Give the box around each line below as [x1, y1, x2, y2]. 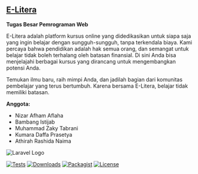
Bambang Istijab [14, 118, 55, 125]
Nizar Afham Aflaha [14, 112, 64, 119]
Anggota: [6, 100, 31, 107]
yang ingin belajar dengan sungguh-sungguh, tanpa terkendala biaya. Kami [6, 38, 193, 46]
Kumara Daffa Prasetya [14, 131, 73, 138]
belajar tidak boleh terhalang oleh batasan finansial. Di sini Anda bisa [6, 51, 176, 59]
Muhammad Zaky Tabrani [14, 124, 79, 131]
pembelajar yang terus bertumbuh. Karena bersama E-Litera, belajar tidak [6, 82, 188, 89]
